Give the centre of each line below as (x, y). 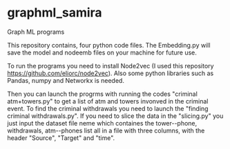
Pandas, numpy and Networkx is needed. (66, 80)
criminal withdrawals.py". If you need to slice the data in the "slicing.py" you (115, 116)
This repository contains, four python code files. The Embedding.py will (109, 45)
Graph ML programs (36, 32)
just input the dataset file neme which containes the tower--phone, (102, 123)
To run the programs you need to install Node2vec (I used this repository (111, 66)
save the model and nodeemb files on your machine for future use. (102, 52)
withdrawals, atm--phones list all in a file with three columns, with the (106, 130)
